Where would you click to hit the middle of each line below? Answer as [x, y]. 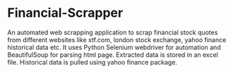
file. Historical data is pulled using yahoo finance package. [92, 62]
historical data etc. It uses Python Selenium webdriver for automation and [114, 47]
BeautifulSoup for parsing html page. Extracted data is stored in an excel [113, 55]
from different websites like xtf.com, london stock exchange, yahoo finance [117, 39]
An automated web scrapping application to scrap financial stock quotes [113, 32]
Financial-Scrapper [65, 13]
